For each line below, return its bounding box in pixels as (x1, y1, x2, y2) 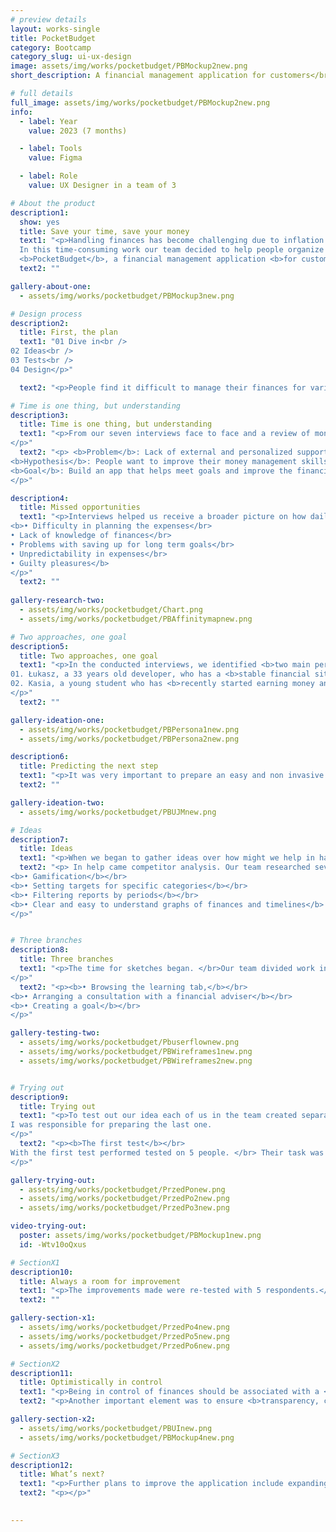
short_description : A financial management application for (10, 71, 267, 81)
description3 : (10, 410, 70, 420)
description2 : (10, 318, 70, 328)
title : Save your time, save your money (19, 226, 190, 236)
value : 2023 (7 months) (28, 126, 128, 136)
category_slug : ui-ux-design (10, 52, 132, 62)
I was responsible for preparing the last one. (10, 1120, 213, 1130)
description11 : (10, 1368, 74, 1378)
